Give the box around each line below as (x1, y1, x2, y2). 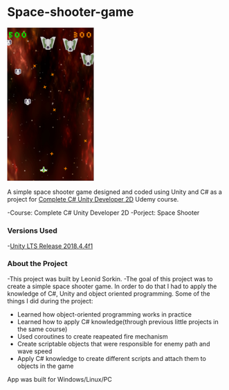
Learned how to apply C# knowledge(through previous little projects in (17, 317, 219, 326)
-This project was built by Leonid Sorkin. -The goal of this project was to (7, 274, 213, 283)
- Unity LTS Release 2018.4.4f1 (7, 242, 93, 250)
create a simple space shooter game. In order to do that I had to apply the (7, 282, 217, 290)
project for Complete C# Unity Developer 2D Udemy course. (7, 195, 179, 204)
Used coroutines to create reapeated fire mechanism (17, 332, 168, 340)
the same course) (17, 325, 68, 333)
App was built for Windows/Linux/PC (7, 375, 112, 383)
